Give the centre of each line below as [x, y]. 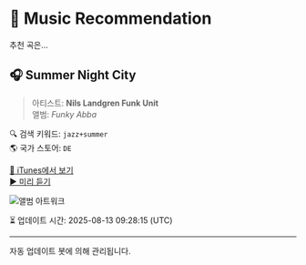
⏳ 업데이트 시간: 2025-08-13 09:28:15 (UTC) [91, 220]
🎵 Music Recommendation [111, 19]
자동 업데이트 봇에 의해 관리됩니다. [70, 250]
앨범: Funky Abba [64, 114]
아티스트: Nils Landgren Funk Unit [95, 103]
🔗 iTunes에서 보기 [42, 170]
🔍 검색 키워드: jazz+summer [59, 133]
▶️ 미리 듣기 [31, 181]
